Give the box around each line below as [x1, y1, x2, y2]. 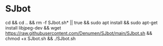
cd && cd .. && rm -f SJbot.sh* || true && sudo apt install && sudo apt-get [5, 19, 158, 25]
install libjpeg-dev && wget [5, 24, 61, 30]
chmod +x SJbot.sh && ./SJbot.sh [5, 35, 76, 41]
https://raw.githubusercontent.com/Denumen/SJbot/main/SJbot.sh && [5, 30, 152, 36]
